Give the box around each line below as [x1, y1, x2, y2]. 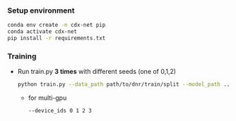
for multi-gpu [28, 94, 67, 102]
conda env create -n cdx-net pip [7, 22, 106, 29]
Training [7, 51, 37, 61]
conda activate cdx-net [7, 28, 78, 35]
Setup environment [7, 6, 76, 15]
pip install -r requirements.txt [7, 34, 106, 42]
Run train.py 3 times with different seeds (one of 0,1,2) [17, 68, 177, 76]
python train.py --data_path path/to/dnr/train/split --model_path [17, 81, 220, 88]
